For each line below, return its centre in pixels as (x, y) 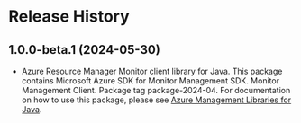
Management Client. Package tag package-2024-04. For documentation (156, 90)
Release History (69, 17)
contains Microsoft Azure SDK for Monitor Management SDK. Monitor (150, 81)
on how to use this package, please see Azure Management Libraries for (156, 100)
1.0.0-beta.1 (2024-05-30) (85, 50)
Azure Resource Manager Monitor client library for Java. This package (152, 71)
